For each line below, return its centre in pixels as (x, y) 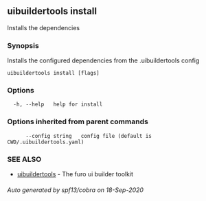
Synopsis (23, 45)
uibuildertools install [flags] (53, 73)
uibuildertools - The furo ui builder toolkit (75, 174)
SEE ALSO (24, 159)
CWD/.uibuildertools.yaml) (46, 142)
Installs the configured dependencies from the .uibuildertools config (103, 60)
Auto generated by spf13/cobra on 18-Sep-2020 (76, 190)
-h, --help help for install (58, 105)
